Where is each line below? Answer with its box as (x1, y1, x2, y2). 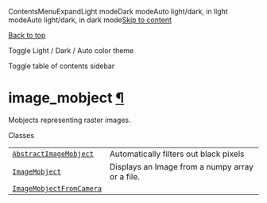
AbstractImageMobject (12, 149, 94, 158)
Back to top (8, 31, 46, 40)
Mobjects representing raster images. (8, 115, 131, 124)
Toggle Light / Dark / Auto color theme (8, 46, 134, 55)
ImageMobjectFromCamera (12, 184, 103, 193)
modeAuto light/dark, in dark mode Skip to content (8, 15, 172, 25)
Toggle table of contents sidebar (8, 61, 115, 71)
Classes (8, 130, 34, 140)
